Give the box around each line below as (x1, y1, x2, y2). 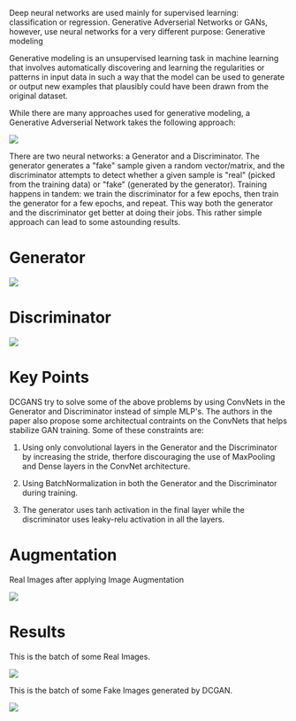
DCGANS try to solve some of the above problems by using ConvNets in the (9, 396, 285, 407)
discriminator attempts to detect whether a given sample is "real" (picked (9, 170, 276, 180)
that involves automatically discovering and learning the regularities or (9, 62, 265, 73)
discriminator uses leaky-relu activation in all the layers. (21, 514, 225, 524)
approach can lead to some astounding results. (9, 217, 181, 227)
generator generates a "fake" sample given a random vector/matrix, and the (9, 160, 285, 171)
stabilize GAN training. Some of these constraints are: (9, 424, 205, 435)
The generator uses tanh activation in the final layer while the (21, 504, 246, 515)
